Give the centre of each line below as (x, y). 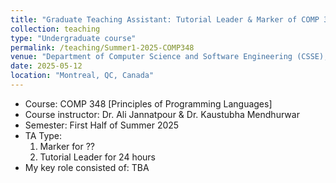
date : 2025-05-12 (46, 66)
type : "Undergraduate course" (73, 38)
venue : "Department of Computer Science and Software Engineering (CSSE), (169, 57)
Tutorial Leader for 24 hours (98, 157)
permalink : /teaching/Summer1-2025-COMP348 (102, 47)
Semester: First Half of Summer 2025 (102, 125)
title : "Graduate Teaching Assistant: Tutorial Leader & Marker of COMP (165, 19)
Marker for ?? (67, 146)
